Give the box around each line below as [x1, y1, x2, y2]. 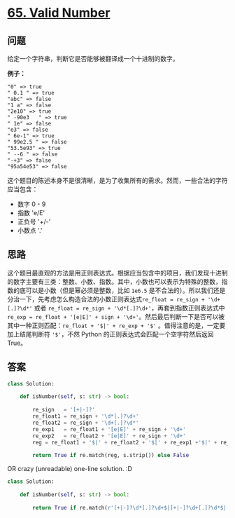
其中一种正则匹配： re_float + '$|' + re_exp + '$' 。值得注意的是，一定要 [7, 321, 226, 329]
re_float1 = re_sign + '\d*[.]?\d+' [32, 413, 139, 420]
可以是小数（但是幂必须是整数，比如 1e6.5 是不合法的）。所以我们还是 [25, 286, 226, 294]
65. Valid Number [7, 5, 111, 21]
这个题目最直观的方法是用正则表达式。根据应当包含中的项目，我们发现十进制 [7, 268, 228, 277]
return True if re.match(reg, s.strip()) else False [32, 452, 190, 459]
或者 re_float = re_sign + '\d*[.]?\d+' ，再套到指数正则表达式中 [34, 304, 225, 312]
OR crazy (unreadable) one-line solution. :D [7, 465, 133, 473]
